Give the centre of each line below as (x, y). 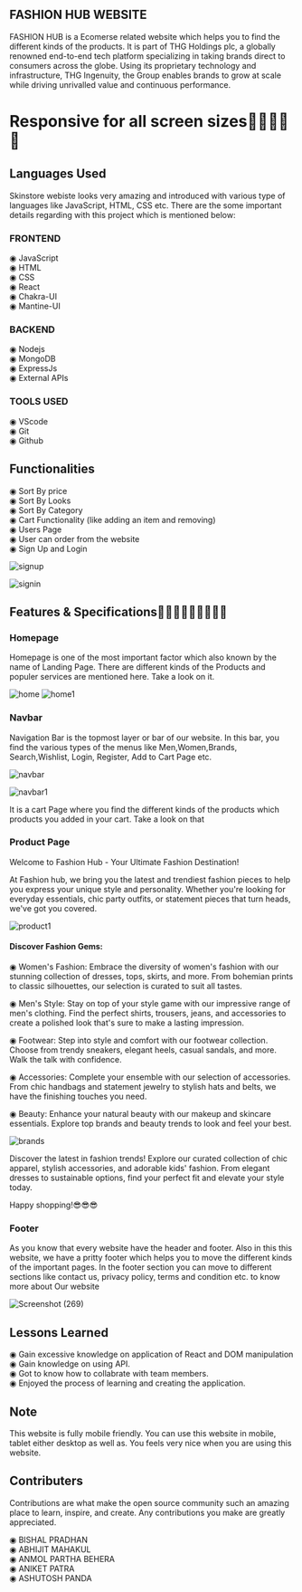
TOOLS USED (39, 402)
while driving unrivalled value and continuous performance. (120, 84)
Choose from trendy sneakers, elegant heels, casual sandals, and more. (143, 1050)
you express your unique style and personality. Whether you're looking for (148, 889)
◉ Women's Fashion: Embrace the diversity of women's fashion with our (144, 967)
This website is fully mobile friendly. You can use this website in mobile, (143, 1433)
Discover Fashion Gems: (57, 947)
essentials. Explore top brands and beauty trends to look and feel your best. (151, 1123)
